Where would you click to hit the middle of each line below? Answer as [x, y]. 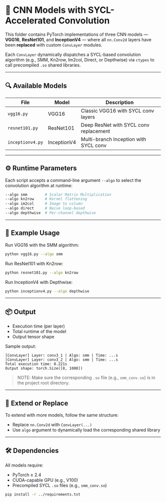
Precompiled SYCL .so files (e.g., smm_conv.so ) [60, 485]
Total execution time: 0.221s [36, 364]
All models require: [24, 465]
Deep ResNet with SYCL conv [115, 125]
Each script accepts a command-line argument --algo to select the [73, 180]
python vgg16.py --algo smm [34, 254]
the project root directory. [43, 383]
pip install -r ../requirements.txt [43, 494]
